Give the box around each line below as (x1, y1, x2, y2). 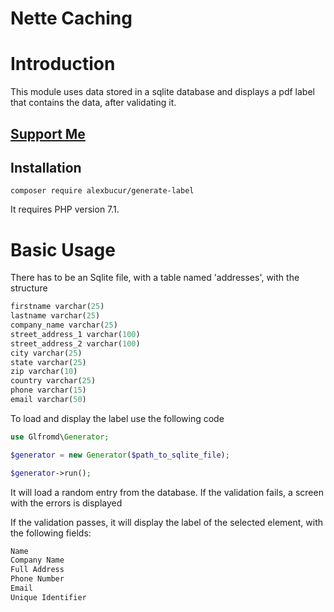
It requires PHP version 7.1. (10, 203, 120, 216)
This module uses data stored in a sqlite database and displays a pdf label (10, 86, 315, 98)
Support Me (10, 125, 86, 142)
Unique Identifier (10, 592, 87, 602)
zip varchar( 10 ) (10, 367, 78, 377)
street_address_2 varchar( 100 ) (10, 338, 141, 349)
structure (10, 282, 48, 294)
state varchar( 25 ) (10, 357, 87, 367)
